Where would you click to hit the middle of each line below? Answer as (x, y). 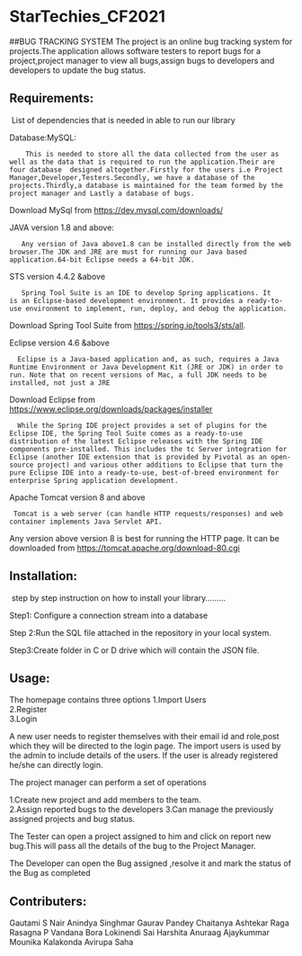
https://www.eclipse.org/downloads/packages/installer (111, 409)
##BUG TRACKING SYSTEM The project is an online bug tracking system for (151, 41)
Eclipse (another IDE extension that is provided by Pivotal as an (138, 457)
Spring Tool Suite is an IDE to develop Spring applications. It (146, 293)
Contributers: (48, 901)
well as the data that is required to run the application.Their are (142, 162)
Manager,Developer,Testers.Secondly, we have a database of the (132, 177)
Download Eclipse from (53, 399)
